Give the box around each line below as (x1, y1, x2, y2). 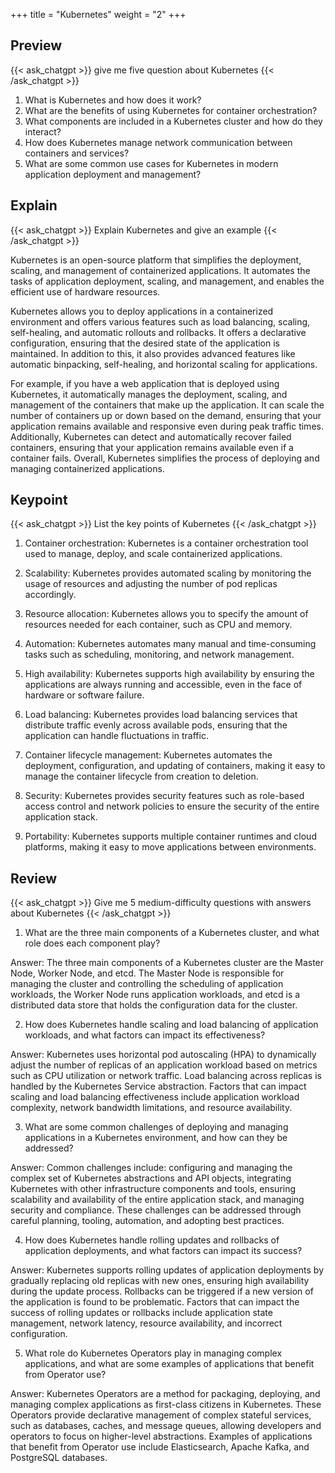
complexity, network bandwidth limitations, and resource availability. (10, 1102, 293, 1114)
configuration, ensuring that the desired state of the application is (10, 337, 281, 349)
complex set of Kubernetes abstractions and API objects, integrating (10, 1172, 292, 1184)
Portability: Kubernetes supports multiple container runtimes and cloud (24, 830, 317, 843)
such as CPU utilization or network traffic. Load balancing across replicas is (10, 1070, 322, 1082)
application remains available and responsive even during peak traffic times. (10, 420, 324, 432)
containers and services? (24, 147, 130, 159)
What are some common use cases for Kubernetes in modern (24, 157, 279, 169)
